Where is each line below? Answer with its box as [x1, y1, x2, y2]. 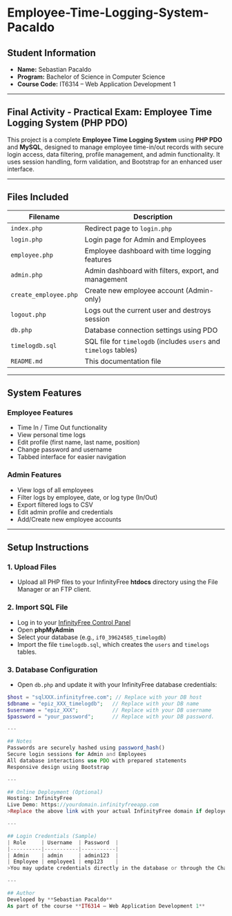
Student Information [7, 47, 97, 59]
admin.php [10, 271, 43, 279]
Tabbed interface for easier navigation [17, 453, 126, 461]
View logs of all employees [17, 485, 94, 494]
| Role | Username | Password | [7, 839, 119, 846]
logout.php [10, 311, 46, 318]
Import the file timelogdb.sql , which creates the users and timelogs [17, 640, 209, 648]
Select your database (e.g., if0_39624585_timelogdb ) [17, 633, 166, 641]
